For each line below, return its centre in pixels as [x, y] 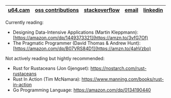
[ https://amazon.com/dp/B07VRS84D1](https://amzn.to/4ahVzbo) [82, 48]
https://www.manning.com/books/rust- [123, 79]
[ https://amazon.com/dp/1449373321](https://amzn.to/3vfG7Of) [80, 38]
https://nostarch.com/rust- [119, 68]
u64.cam [19, 10]
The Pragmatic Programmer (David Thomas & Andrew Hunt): [77, 43]
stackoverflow [102, 10]
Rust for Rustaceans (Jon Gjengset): [51, 68]
